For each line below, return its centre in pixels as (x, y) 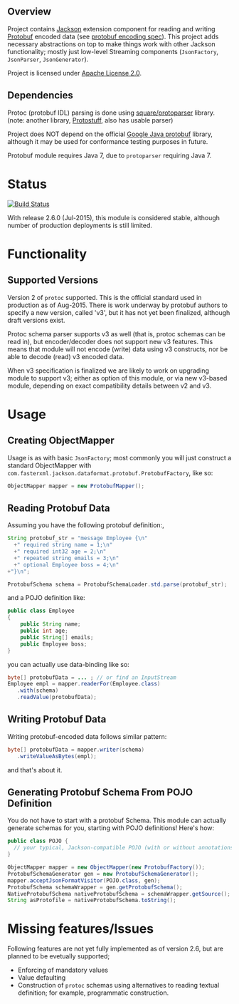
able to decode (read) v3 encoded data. (66, 356)
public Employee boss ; (54, 644)
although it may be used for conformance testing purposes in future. (108, 141)
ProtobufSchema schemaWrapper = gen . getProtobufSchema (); (95, 887)
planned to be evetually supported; (59, 956)
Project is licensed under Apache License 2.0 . (75, 73)
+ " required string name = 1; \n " (63, 545)
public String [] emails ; (57, 637)
